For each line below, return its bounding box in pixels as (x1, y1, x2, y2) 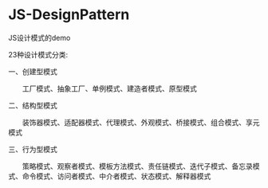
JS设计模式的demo (8, 33, 71, 42)
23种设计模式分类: (8, 49, 69, 59)
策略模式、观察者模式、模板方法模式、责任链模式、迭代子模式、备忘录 (22, 161, 253, 170)
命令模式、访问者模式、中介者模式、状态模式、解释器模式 (22, 171, 211, 181)
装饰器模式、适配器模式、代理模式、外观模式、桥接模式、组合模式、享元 (22, 117, 260, 127)
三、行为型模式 (8, 144, 57, 154)
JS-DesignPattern (8, 6, 130, 24)
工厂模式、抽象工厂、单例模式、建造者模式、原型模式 (22, 84, 197, 93)
